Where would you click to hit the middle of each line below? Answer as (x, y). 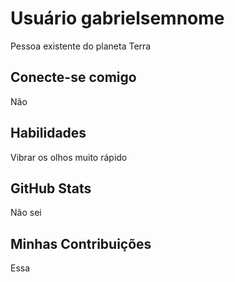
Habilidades (48, 133)
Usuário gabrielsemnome (117, 18)
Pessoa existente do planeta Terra (81, 46)
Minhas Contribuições (81, 243)
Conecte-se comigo (73, 77)
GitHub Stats (51, 188)
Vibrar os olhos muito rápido (69, 157)
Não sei (26, 213)
